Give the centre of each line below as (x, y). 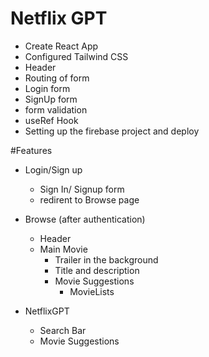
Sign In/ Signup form (82, 189)
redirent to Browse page (89, 199)
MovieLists (92, 291)
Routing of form (57, 78)
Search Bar (63, 330)
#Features (31, 150)
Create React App (61, 46)
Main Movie (63, 249)
